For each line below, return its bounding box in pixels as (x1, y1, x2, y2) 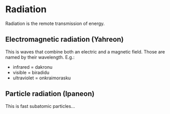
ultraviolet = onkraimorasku (12, 75, 71, 81)
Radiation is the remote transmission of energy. (5, 20, 105, 26)
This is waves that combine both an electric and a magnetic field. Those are (5, 48, 165, 54)
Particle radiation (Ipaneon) (5, 90, 95, 98)
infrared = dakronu (12, 64, 53, 70)
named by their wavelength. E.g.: (5, 54, 75, 60)
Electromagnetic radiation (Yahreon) (5, 35, 124, 44)
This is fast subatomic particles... (5, 103, 75, 109)
